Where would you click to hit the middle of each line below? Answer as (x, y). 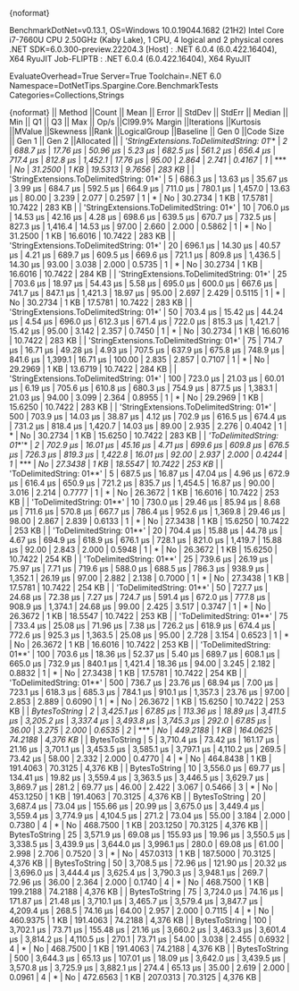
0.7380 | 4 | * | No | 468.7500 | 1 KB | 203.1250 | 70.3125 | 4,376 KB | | (139, 825)
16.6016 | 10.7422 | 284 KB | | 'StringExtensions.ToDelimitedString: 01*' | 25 (148, 274)
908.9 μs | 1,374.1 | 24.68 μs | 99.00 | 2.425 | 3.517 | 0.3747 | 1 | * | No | (140, 606)
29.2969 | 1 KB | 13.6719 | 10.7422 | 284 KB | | (93, 369)
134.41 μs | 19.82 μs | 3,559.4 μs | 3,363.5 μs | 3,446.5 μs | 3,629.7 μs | (139, 778)
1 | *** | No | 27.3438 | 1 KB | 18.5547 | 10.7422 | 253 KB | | (116, 464)
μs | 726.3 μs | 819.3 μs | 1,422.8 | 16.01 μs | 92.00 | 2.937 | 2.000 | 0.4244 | (149, 454)
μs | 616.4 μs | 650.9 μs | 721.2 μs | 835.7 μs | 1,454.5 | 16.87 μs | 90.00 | (142, 483)
